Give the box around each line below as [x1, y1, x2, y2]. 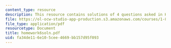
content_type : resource [5, 7, 56, 12]
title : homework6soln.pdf [5, 30, 60, 35]
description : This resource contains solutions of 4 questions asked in [5, 12, 163, 17]
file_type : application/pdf [5, 21, 65, 26]
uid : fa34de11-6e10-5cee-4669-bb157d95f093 [5, 35, 99, 40]
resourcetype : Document [5, 26, 56, 31]
